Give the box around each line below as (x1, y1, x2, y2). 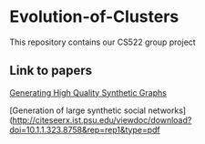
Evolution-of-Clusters (9, 6, 179, 27)
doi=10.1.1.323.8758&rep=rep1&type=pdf (9, 124, 161, 135)
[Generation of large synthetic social (9, 105, 147, 116)
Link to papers (9, 63, 93, 78)
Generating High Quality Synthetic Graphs (9, 87, 167, 98)
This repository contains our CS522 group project (9, 36, 196, 47)
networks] (148, 105, 187, 116)
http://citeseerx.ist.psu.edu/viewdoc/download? (12, 114, 192, 125)
